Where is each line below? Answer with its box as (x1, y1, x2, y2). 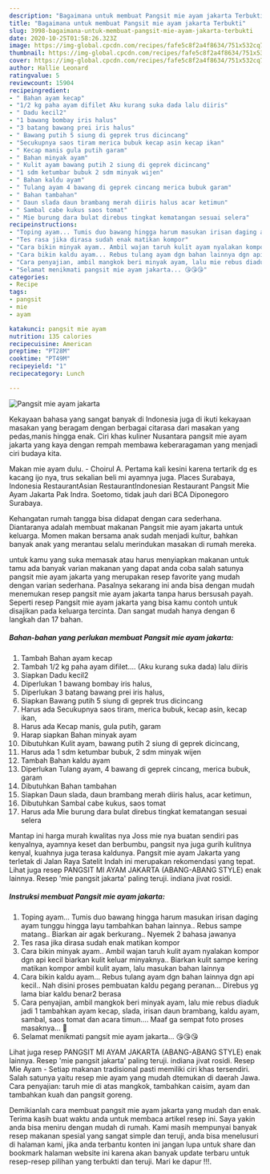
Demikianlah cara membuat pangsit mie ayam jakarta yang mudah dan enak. (9, 1105, 261, 1115)
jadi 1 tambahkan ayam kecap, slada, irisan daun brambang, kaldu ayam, (20, 1005, 260, 1016)
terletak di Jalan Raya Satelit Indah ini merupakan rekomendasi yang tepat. (9, 856, 256, 866)
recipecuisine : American (9, 340, 92, 348)
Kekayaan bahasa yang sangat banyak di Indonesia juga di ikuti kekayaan (9, 414, 252, 424)
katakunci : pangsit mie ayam (9, 324, 107, 333)
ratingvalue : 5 (9, 71, 60, 79)
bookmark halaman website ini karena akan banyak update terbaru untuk (9, 1148, 250, 1157)
